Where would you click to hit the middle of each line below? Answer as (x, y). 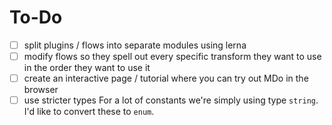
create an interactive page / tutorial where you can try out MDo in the (166, 78)
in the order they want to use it (87, 68)
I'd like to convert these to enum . (89, 112)
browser (41, 90)
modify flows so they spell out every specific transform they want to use (172, 56)
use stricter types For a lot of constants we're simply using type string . (171, 100)
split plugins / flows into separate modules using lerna (135, 45)
